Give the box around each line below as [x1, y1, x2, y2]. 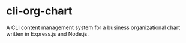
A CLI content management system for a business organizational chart [6, 24, 181, 31]
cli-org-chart [6, 4, 73, 18]
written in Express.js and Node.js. [6, 30, 89, 37]
